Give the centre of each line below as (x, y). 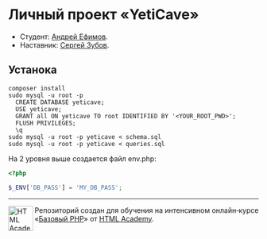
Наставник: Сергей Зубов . (64, 44)
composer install (37, 88)
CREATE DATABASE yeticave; (60, 102)
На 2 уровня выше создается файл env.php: (82, 158)
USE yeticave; (39, 109)
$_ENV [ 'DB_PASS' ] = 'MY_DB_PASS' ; (66, 187)
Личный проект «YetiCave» (104, 15)
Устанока (33, 70)
